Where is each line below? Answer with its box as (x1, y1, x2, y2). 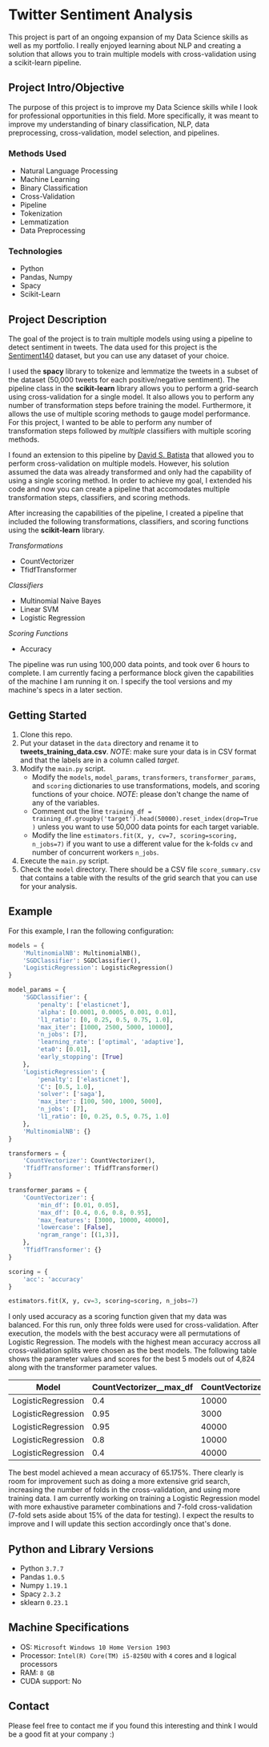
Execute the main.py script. (19, 855, 110, 865)
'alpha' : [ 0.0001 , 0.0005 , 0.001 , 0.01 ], (37, 1008, 178, 1016)
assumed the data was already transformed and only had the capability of (8, 467, 252, 477)
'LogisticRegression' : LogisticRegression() (22, 964, 174, 972)
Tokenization (19, 208, 62, 218)
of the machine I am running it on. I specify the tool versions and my (8, 677, 233, 686)
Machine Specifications (8, 1621, 130, 1635)
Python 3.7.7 (19, 1563, 64, 1573)
